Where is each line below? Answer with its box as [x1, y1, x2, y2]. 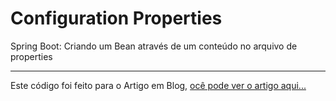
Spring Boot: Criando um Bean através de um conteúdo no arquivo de [10, 40, 298, 52]
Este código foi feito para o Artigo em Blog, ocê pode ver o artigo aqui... [10, 79, 307, 91]
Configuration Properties [10, 7, 223, 30]
